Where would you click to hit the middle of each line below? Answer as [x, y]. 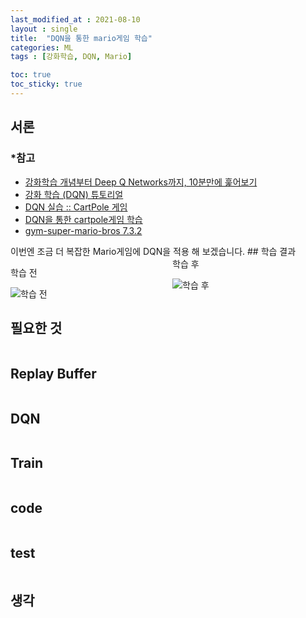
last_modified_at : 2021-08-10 [75, 19]
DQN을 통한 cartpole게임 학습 [83, 219]
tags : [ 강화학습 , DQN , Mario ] [71, 57]
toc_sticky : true [46, 84]
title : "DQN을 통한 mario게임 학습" [81, 38]
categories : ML [42, 47]
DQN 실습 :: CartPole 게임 [76, 207]
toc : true [31, 75]
